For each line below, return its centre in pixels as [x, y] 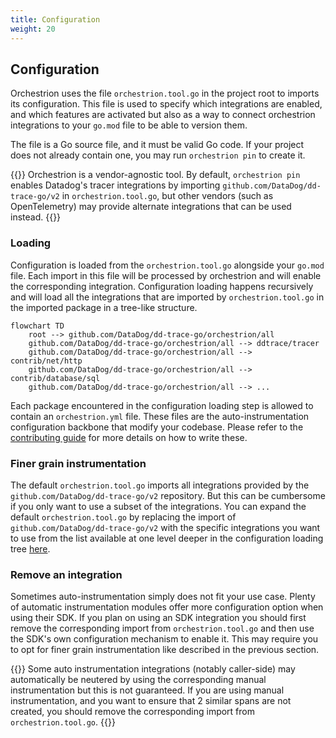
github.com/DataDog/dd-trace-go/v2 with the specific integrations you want [165, 527]
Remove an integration [66, 574]
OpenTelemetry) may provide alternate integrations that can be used [151, 207]
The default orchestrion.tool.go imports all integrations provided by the [160, 485]
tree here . [30, 548]
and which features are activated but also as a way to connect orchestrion [163, 115]
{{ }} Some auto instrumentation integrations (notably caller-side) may [153, 669]
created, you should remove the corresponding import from [133, 712]
